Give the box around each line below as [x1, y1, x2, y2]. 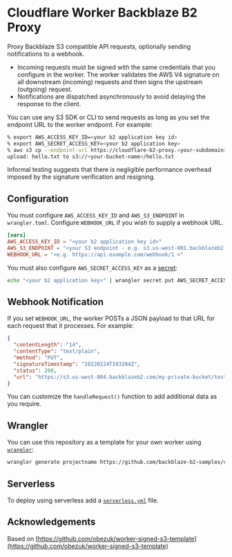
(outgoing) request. [17, 85, 72, 93]
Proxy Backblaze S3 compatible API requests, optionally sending [7, 42, 191, 50]
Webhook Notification [7, 296, 104, 308]
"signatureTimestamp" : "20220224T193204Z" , [13, 360, 140, 367]
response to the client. [17, 99, 81, 108]
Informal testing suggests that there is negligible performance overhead [7, 166, 212, 174]
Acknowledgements [7, 516, 96, 528]
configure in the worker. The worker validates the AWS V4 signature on [17, 70, 220, 79]
